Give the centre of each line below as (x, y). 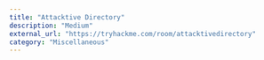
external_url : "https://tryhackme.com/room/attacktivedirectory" (132, 34)
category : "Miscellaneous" (59, 42)
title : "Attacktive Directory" (67, 17)
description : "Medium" (51, 26)
